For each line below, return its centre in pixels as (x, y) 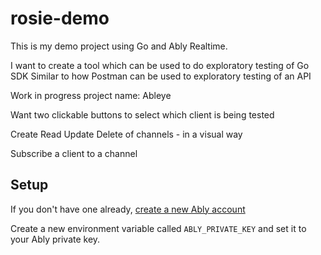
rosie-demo (60, 18)
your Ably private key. (55, 239)
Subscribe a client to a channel (74, 153)
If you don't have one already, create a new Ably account (128, 209)
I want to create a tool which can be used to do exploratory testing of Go (160, 65)
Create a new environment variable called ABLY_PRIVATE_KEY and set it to (158, 228)
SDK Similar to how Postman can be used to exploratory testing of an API (161, 76)
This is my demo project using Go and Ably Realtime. (119, 46)
